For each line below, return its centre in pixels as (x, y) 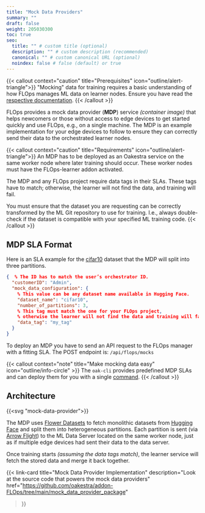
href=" (15, 485)
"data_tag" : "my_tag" (45, 323)
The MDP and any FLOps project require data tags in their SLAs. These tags (102, 181)
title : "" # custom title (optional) (60, 46)
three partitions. (27, 266)
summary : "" (21, 18)
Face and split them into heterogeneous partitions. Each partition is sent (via (102, 429)
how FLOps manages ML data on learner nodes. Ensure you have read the (100, 94)
